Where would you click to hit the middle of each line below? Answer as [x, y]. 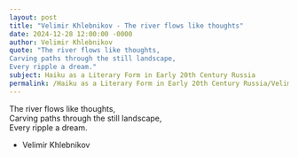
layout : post [33, 17]
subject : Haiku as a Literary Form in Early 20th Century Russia [132, 75]
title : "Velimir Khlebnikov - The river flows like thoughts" [126, 26]
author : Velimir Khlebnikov [61, 42]
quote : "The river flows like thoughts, [85, 51]
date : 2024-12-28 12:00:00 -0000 [71, 34]
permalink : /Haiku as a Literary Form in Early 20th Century [125, 83]
